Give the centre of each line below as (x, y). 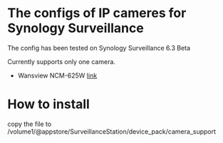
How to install (49, 104)
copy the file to (30, 124)
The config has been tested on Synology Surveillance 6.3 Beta (99, 48)
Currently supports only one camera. (62, 61)
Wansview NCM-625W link (57, 75)
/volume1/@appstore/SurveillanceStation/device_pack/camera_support (111, 131)
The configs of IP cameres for (97, 13)
